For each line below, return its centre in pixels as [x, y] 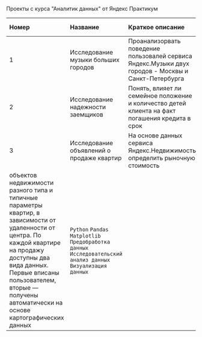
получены [24, 295]
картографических [37, 318]
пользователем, [33, 280]
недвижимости [32, 183]
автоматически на [36, 303]
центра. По [25, 235]
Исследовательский [96, 254]
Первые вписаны [34, 273]
